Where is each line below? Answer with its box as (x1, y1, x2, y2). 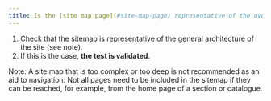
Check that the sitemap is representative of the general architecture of (19, 34, 254, 43)
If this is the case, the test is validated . (19, 50, 151, 60)
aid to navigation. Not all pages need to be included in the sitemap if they (8, 75, 252, 84)
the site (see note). (19, 42, 83, 52)
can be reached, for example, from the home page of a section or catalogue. (8, 83, 263, 93)
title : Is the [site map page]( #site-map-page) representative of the (8, 11, 251, 20)
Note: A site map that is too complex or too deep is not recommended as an (8, 66, 260, 76)
